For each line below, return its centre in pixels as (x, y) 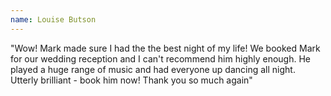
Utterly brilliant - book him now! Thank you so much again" (131, 80)
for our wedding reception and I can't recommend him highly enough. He (161, 58)
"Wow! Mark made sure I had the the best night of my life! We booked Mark (165, 48)
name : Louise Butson (53, 19)
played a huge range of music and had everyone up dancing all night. (153, 69)
